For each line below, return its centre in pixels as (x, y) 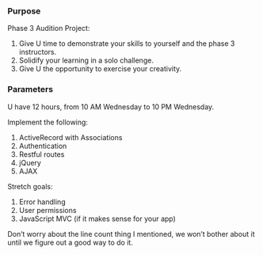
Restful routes (42, 154)
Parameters (30, 89)
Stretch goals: (30, 186)
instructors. (38, 52)
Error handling (42, 202)
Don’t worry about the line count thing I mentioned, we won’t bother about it (131, 234)
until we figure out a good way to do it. (71, 242)
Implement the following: (48, 122)
